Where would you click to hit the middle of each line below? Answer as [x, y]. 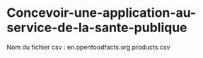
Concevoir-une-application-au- [101, 13]
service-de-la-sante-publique [97, 28]
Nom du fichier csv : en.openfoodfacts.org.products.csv [88, 47]
